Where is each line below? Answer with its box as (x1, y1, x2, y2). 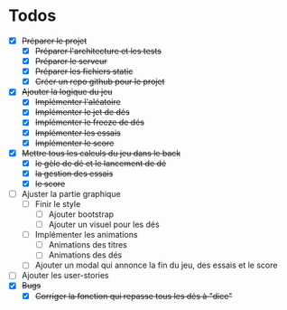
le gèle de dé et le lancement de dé (34, 157, 167, 168)
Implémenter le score (34, 137, 115, 148)
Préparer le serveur (34, 56, 107, 67)
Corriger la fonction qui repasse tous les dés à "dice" (34, 290, 233, 301)
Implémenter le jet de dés (34, 107, 130, 117)
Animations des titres (48, 240, 127, 250)
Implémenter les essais (34, 127, 121, 138)
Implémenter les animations (34, 230, 138, 240)
